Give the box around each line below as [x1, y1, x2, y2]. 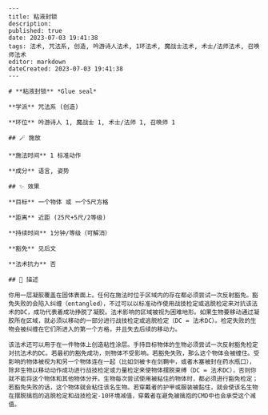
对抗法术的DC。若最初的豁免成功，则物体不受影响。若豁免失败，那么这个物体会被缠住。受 [8, 349, 260, 357]
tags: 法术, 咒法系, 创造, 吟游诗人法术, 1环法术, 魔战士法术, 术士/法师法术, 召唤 [8, 42, 260, 50]
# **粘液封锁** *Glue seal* [8, 87, 98, 95]
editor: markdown [8, 58, 66, 66]
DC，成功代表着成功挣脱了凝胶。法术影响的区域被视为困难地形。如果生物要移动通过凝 [19, 308, 260, 316]
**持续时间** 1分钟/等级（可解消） [8, 229, 111, 237]
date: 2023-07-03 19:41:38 [8, 34, 98, 42]
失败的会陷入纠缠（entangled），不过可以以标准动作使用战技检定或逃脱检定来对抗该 [14, 300, 252, 308]
